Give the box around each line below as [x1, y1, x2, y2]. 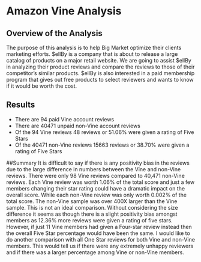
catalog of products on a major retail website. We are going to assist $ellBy [6, 57, 192, 64]
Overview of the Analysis [6, 28, 103, 38]
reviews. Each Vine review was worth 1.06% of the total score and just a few [6, 178, 195, 186]
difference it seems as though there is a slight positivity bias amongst [6, 210, 178, 218]
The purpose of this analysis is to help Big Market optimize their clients [6, 44, 182, 51]
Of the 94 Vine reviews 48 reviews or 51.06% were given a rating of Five [14, 128, 194, 136]
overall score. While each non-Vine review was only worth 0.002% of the [6, 191, 187, 198]
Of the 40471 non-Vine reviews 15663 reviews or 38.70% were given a [14, 141, 190, 148]
